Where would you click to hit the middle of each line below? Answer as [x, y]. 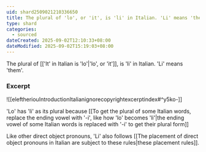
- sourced [24, 35]
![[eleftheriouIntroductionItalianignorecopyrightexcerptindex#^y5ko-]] [94, 99]
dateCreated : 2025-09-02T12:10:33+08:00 [59, 40]
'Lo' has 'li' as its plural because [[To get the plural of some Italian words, [99, 112]
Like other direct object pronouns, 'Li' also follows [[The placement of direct [102, 136]
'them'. [15, 70]
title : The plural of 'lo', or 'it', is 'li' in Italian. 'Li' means [97, 18]
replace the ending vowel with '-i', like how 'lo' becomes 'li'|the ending [95, 118]
